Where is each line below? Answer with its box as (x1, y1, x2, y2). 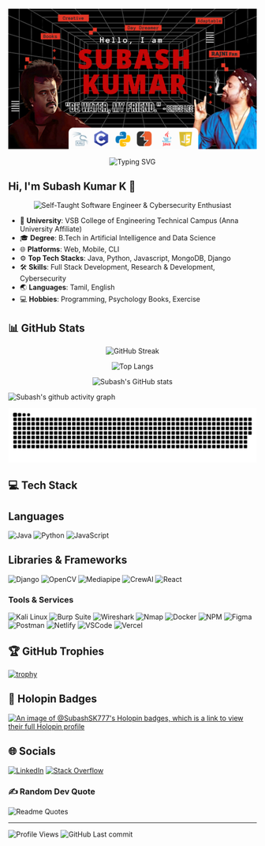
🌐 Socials (8, 745, 57, 758)
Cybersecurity (19, 274, 67, 283)
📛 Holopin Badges (8, 693, 97, 706)
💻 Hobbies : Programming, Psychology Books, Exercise (19, 294, 201, 304)
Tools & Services (8, 594, 74, 605)
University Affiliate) (19, 225, 83, 234)
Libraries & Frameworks (8, 553, 128, 567)
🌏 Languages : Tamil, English (19, 282, 115, 293)
